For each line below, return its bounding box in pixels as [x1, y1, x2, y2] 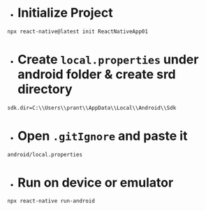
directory [17, 82, 73, 97]
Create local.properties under [17, 52, 199, 67]
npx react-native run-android [7, 198, 96, 205]
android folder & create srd [17, 66, 176, 82]
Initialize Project [17, 5, 113, 21]
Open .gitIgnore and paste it [17, 128, 188, 144]
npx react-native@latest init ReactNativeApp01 [7, 28, 149, 35]
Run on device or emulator [17, 175, 174, 190]
